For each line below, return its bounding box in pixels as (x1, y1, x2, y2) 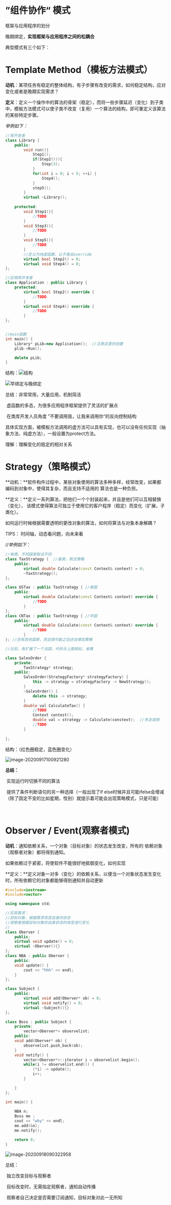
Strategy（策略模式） (5, 461, 97, 473)
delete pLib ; (14, 355, 42, 360)
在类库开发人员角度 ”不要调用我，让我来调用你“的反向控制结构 (6, 413, 137, 420)
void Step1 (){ (23, 209, 53, 214)
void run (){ (23, 147, 49, 152)
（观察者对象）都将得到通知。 (5, 849, 68, 855)
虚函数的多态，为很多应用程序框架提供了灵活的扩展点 (6, 402, 118, 409)
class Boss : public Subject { (5, 1019, 72, 1025)
